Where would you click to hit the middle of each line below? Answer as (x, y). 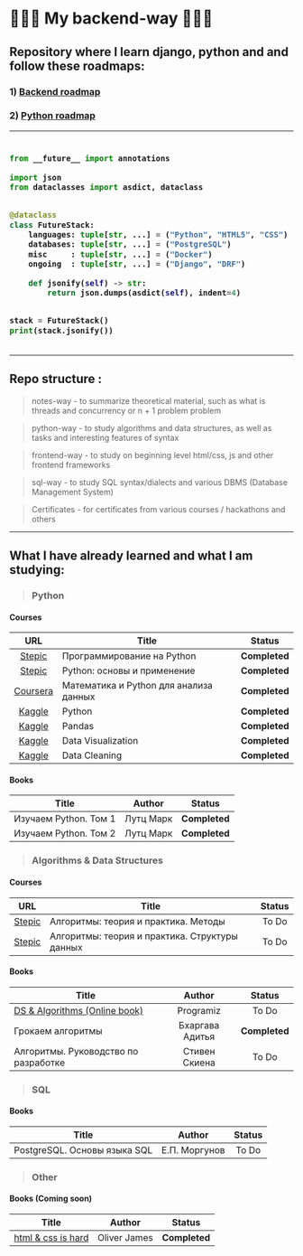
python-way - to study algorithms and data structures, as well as (151, 427)
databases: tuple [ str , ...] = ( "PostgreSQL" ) (130, 244)
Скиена (199, 1063)
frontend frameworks (71, 464)
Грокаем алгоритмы (58, 1031)
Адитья (199, 1036)
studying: (37, 570)
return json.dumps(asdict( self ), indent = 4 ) (144, 293)
